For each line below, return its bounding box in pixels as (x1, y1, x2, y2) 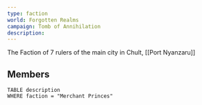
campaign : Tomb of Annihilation (7, 23, 101, 30)
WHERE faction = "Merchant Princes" (7, 93, 113, 100)
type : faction (7, 10, 49, 17)
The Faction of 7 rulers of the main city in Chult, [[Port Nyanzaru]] (7, 48, 196, 57)
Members (7, 68, 50, 80)
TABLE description (7, 87, 60, 94)
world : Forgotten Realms (7, 17, 79, 23)
